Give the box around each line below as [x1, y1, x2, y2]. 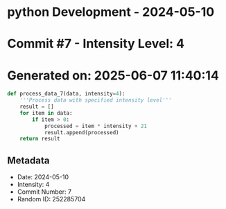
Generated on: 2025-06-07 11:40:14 [7, 67, 220, 83]
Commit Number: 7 [17, 188, 71, 196]
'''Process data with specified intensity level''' [19, 97, 172, 104]
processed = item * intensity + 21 [44, 122, 148, 129]
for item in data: [19, 109, 73, 116]
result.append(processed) [44, 129, 119, 136]
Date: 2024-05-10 [17, 173, 69, 181]
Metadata [7, 154, 50, 166]
